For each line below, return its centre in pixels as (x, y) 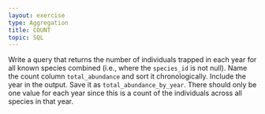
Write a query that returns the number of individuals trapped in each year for (132, 60)
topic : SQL (26, 37)
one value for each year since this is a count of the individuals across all (125, 93)
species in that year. (41, 101)
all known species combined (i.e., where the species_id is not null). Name (128, 68)
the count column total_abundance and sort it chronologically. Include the (127, 76)
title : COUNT (30, 30)
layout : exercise (37, 15)
